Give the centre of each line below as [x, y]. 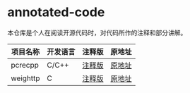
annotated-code [56, 12]
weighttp [25, 78]
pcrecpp [25, 65]
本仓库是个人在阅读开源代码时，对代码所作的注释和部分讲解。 [97, 32]
